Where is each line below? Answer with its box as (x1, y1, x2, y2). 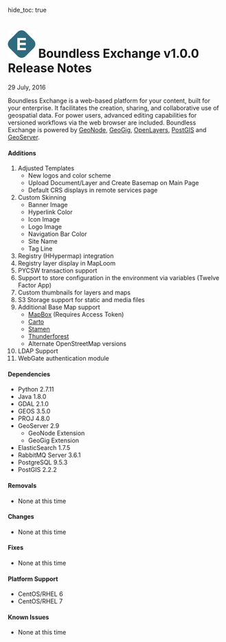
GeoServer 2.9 (17, 422, 60, 430)
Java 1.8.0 (17, 392, 47, 401)
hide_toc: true (8, 6, 47, 14)
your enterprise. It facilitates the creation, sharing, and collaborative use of (8, 103, 219, 112)
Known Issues (8, 612, 49, 621)
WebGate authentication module (17, 354, 109, 363)
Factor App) (17, 281, 52, 290)
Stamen (27, 325, 50, 333)
